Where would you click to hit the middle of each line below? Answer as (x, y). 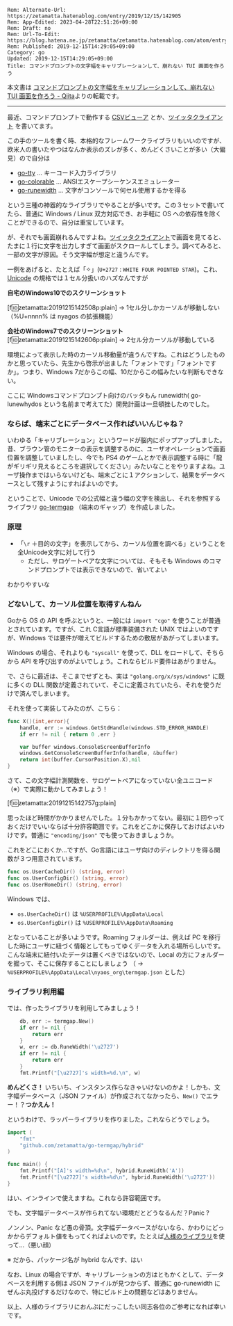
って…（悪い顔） (31, 1245)
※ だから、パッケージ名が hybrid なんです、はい (75, 1259)
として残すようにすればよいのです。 (70, 484)
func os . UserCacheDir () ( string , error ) (67, 872)
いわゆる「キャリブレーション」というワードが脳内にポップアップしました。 (116, 440)
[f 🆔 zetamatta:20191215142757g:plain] (62, 803)
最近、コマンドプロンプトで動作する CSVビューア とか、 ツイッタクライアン (115, 117)
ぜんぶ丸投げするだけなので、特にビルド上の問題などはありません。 (104, 1292)
